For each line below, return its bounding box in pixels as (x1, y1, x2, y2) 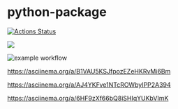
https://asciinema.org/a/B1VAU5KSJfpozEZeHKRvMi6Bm (7, 67, 171, 75)
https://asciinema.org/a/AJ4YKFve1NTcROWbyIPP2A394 (7, 81, 171, 89)
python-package (7, 4, 107, 20)
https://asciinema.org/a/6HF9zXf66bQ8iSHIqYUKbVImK (7, 94, 169, 102)
